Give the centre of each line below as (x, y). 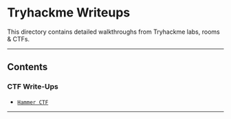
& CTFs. (18, 39)
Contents (27, 67)
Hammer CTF (33, 102)
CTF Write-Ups (33, 87)
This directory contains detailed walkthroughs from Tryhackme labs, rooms (113, 32)
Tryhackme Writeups (69, 13)
